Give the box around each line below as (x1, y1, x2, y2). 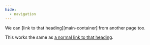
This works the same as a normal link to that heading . (5, 34, 114, 40)
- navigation (9, 12, 36, 16)
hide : (5, 7, 16, 12)
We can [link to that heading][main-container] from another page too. (5, 25, 146, 30)
